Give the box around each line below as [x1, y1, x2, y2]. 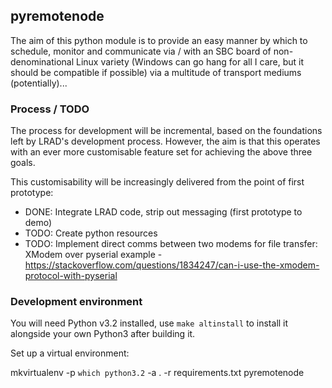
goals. [10, 157, 36, 169]
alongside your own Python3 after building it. [10, 328, 196, 340]
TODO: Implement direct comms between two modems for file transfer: [24, 238, 318, 250]
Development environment [10, 295, 143, 309]
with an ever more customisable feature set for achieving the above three [10, 146, 313, 158]
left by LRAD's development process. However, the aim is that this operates [10, 135, 321, 148]
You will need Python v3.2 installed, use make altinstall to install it [10, 317, 289, 329]
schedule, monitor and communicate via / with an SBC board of [10, 45, 272, 57]
